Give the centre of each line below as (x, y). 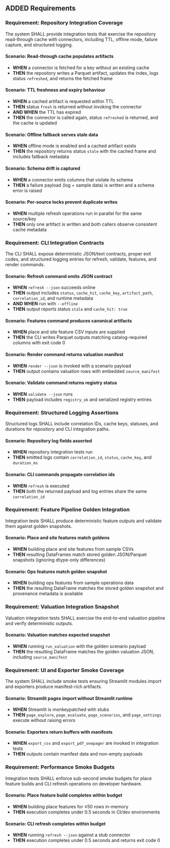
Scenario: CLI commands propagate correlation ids (60, 474)
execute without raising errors (44, 720)
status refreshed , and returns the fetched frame (63, 78)
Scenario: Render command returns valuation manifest (64, 354)
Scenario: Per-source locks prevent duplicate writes (61, 202)
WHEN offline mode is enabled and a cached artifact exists (74, 146)
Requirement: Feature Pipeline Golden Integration (67, 510)
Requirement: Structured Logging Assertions (62, 413)
